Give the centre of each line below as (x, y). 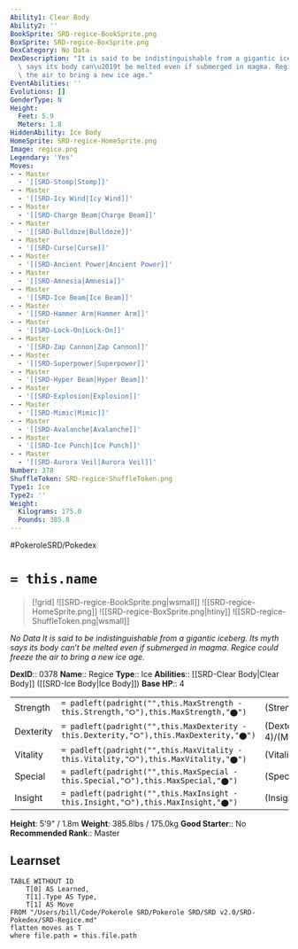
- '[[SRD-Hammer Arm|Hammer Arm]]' (84, 314)
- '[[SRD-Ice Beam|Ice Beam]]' (76, 298)
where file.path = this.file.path (74, 936)
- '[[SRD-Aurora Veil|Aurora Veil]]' (88, 463)
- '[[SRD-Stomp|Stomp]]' (64, 183)
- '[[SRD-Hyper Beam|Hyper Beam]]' (84, 380)
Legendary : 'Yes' (42, 157)
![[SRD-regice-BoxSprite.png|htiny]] (165, 611)
